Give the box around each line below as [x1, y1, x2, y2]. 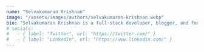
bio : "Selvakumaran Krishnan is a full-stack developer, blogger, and [6, 20, 189, 26]
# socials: [6, 25, 34, 32]
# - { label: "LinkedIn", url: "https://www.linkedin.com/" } [6, 36, 172, 42]
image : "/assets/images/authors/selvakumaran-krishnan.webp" [6, 14, 165, 20]
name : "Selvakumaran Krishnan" [6, 8, 86, 15]
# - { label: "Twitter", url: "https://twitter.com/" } [6, 31, 156, 37]
